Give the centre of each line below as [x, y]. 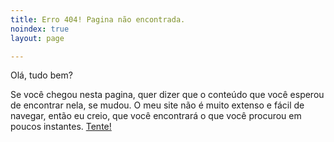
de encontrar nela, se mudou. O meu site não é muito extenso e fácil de [157, 105]
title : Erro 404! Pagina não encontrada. [98, 19]
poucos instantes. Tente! [61, 127]
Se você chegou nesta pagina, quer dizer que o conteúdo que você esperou [167, 95]
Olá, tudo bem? [41, 75]
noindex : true [40, 29]
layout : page [37, 38]
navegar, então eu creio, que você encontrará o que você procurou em [156, 116]
